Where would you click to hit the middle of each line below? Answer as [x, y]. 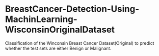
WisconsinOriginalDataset [60, 30]
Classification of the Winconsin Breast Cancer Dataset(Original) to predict [80, 43]
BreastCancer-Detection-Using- [72, 9]
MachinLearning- [41, 19]
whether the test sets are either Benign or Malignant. [58, 48]
